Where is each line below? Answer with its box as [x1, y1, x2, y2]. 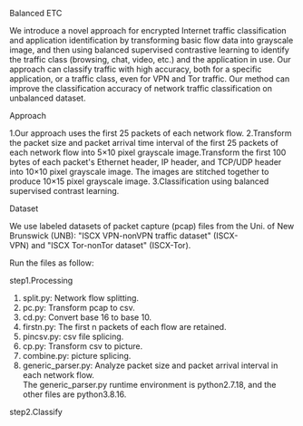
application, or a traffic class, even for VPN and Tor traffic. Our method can [9, 73, 290, 84]
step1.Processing [9, 276, 73, 286]
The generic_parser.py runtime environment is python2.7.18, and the [22, 380, 277, 390]
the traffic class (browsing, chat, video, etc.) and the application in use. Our [9, 54, 292, 64]
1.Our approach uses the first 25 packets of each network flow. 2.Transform [9, 128, 292, 139]
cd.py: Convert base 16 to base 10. [22, 312, 152, 323]
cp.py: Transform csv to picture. [22, 341, 143, 352]
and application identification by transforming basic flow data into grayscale [9, 35, 294, 45]
